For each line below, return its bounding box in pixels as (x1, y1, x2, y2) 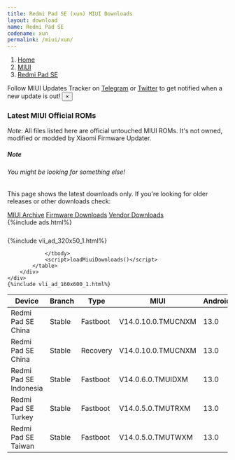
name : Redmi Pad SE (7, 23, 64, 30)
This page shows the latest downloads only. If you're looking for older (7, 190, 208, 198)
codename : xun (7, 29, 49, 37)
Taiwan (10, 441, 35, 451)
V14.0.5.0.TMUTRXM (118, 404, 191, 413)
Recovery (80, 346, 113, 355)
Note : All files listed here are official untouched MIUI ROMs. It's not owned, (7, 127, 223, 135)
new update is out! (7, 92, 61, 100)
